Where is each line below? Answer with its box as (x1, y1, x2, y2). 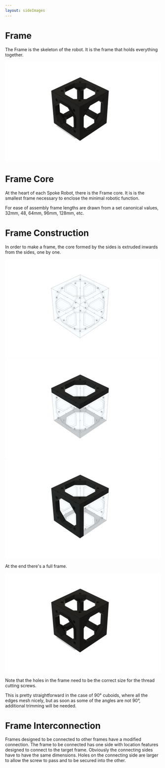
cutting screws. (5, 683, 37, 689)
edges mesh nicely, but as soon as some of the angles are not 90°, (5, 698, 141, 703)
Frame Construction (5, 227, 89, 239)
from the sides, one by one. (5, 249, 61, 255)
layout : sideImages (5, 8, 45, 13)
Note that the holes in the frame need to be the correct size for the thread (5, 677, 155, 683)
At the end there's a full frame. (5, 563, 68, 569)
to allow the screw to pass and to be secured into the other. (5, 758, 126, 764)
